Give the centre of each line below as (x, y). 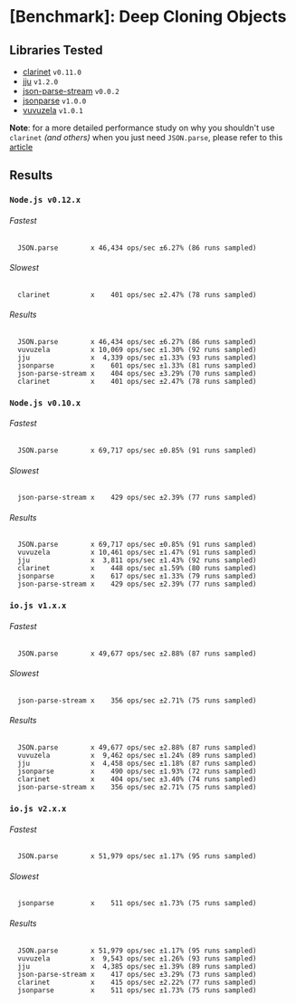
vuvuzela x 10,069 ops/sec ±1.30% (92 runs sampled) (137, 349)
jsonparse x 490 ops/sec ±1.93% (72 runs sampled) (137, 771)
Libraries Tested (56, 50)
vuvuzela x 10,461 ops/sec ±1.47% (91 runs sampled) (137, 553)
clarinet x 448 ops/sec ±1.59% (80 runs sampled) (137, 569)
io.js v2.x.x (38, 808)
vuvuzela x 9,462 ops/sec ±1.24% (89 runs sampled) (137, 755)
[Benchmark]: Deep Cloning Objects (148, 17)
